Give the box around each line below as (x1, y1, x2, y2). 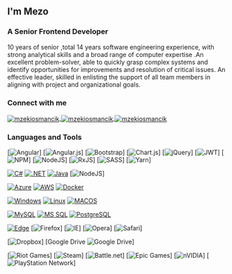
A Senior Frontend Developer (7, 27, 109, 37)
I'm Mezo (7, 6, 49, 18)
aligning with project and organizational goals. (7, 80, 141, 89)
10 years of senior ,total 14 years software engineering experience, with (7, 42, 214, 51)
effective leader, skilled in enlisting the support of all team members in (7, 73, 211, 81)
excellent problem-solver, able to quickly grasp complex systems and (7, 58, 209, 66)
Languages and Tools (7, 132, 82, 142)
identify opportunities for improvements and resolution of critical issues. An (7, 65, 226, 73)
